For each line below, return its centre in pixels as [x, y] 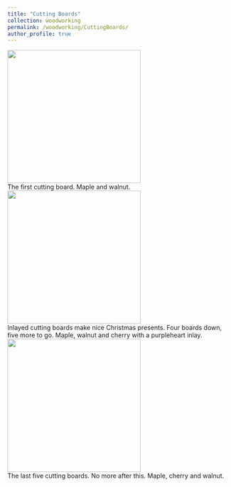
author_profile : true [39, 34]
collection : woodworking [44, 21]
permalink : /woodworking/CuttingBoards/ [68, 27]
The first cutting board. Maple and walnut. [69, 187]
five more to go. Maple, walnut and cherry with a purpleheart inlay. [105, 335]
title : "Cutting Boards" [44, 14]
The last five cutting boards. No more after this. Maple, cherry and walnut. [116, 476]
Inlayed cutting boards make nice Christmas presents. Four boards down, [115, 328]
